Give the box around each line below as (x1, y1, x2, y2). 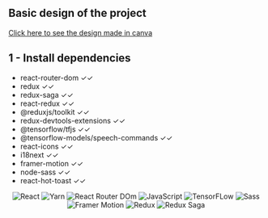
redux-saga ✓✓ (19, 90, 74, 99)
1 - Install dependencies (8, 52, 131, 65)
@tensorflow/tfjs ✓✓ (19, 124, 91, 134)
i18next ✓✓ (19, 149, 59, 160)
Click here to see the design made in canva (8, 27, 153, 37)
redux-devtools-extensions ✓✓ (19, 115, 125, 125)
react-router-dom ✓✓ (19, 73, 94, 82)
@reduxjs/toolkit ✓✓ (19, 107, 90, 116)
